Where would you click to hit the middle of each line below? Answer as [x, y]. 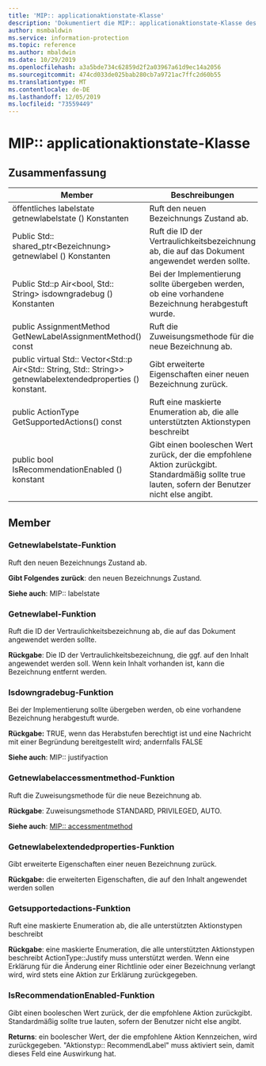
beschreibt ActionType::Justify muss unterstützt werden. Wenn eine [119, 958]
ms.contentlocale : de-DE [49, 89]
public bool [33, 460]
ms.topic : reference [42, 45]
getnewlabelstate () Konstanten [70, 218]
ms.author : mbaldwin [42, 52]
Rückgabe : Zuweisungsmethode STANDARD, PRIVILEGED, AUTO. [115, 810]
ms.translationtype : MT [47, 82]
